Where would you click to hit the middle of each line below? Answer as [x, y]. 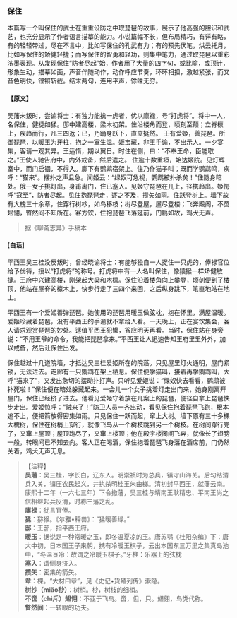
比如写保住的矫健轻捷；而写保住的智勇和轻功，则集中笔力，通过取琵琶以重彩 [119, 54]
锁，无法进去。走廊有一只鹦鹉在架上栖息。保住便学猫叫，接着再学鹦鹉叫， [115, 372]
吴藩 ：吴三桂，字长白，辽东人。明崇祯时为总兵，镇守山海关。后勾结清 [127, 475]
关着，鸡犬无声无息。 [38, 451]
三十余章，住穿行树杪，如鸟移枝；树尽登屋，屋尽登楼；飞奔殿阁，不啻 [128, 203]
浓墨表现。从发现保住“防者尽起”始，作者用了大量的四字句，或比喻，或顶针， [118, 63]
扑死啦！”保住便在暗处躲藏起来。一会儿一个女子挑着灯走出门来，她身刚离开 [117, 389]
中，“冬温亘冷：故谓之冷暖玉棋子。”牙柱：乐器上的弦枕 [103, 554]
